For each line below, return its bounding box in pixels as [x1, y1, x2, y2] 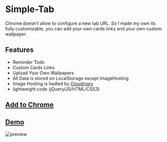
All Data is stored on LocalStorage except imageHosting [12, 75, 129, 81]
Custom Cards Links [12, 64, 55, 70]
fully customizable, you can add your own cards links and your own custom [5, 25, 162, 31]
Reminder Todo [12, 59, 44, 65]
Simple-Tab [5, 4, 54, 15]
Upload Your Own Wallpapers [12, 70, 74, 76]
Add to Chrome [5, 101, 54, 109]
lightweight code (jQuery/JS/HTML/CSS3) [12, 86, 100, 92]
